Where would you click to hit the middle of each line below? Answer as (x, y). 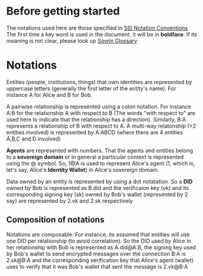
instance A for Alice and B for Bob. (49, 94)
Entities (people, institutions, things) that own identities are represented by (99, 82)
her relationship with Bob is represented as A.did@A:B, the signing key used (101, 247)
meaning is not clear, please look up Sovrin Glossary (72, 41)
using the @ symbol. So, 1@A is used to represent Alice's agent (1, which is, (101, 163)
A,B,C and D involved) (34, 139)
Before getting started (63, 11)
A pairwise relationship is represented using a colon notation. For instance (99, 107)
